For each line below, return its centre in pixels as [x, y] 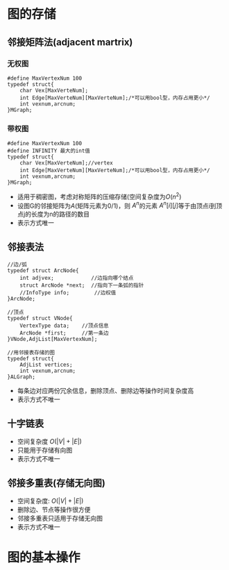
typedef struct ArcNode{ [43, 271]
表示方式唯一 [35, 223]
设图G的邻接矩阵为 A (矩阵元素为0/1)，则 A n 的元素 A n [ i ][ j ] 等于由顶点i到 [117, 205]
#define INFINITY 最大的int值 [49, 151]
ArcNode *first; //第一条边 [64, 333]
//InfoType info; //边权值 [68, 293]
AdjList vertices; [46, 365]
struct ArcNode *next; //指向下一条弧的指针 [82, 285]
